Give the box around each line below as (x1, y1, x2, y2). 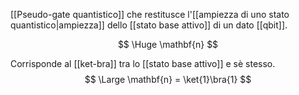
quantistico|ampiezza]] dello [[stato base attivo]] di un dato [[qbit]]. (10, 19, 288, 31)
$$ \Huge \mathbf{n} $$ (117, 39, 219, 50)
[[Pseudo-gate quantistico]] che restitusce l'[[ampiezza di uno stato (10, 9, 290, 20)
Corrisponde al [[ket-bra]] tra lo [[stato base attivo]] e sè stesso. (10, 58, 276, 69)
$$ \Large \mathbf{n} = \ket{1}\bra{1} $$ (84, 74, 252, 85)
